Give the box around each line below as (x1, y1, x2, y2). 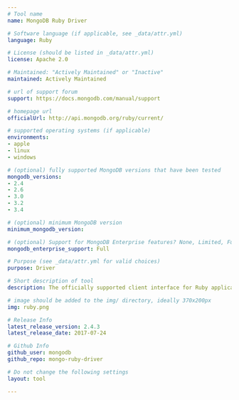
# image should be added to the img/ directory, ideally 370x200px (7, 297, 212, 304)
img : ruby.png (7, 303, 50, 310)
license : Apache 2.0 (7, 56, 69, 63)
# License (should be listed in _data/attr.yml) (7, 49, 154, 57)
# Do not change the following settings (7, 368, 129, 376)
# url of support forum (7, 88, 78, 95)
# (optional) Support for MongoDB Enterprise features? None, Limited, (7, 238, 224, 246)
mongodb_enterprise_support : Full (7, 245, 110, 253)
